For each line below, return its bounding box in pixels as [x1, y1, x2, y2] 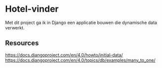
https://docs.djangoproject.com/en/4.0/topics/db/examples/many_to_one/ [5, 57, 156, 63]
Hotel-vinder [5, 3, 59, 15]
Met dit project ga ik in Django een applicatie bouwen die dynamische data [5, 20, 157, 25]
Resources [5, 39, 39, 47]
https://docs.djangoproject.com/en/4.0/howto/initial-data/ [5, 52, 123, 58]
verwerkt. [5, 24, 25, 30]
